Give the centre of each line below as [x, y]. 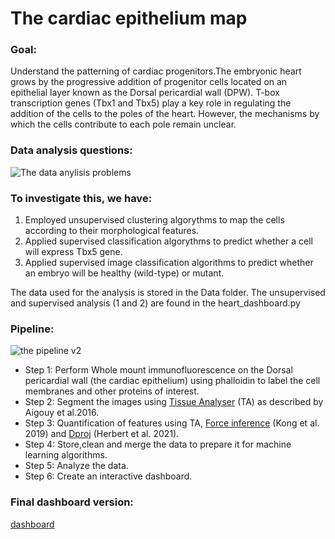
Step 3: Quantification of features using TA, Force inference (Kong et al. [172, 423]
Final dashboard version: [72, 502]
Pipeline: [32, 329]
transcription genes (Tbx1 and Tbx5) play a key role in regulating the [151, 103]
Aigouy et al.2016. [62, 413]
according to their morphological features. [112, 231]
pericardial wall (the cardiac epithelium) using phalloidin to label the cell [172, 381]
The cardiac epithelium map [129, 18]
